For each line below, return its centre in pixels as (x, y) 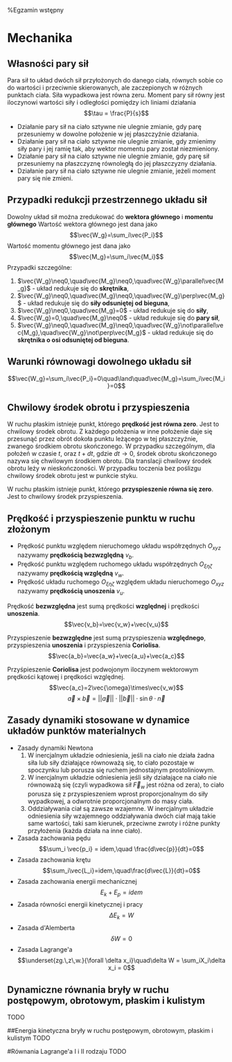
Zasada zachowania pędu (54, 838)
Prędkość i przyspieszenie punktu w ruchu (101, 519)
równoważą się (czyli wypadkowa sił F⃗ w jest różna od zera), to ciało (126, 785)
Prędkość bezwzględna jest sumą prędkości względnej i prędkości (103, 606)
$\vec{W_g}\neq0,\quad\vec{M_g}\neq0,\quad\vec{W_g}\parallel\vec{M (120, 281)
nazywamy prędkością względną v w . (71, 574)
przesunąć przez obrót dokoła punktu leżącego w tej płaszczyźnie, (102, 439)
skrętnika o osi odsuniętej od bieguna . (73, 340)
